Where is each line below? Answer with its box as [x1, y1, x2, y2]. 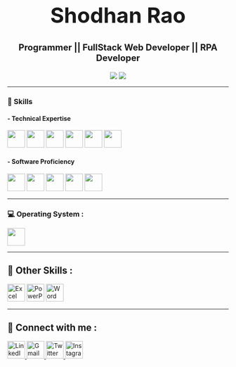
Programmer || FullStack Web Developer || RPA [18, 42, 218, 53]
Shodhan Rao [50, 2, 186, 29]
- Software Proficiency [7, 157, 75, 166]
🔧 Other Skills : [7, 264, 73, 277]
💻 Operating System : [7, 209, 84, 219]
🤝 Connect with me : [7, 322, 97, 334]
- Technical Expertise [7, 114, 72, 122]
